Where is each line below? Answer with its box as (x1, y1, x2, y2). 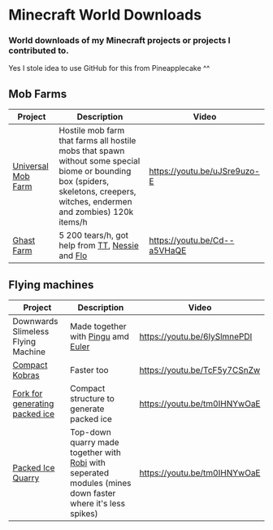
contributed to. (8, 45, 69, 56)
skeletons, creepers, (58, 186, 136, 197)
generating (12, 398, 54, 410)
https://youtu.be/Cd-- (149, 234, 235, 246)
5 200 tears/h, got (58, 230, 128, 241)
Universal (12, 160, 49, 172)
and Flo (58, 250, 88, 261)
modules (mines (70, 478, 132, 489)
